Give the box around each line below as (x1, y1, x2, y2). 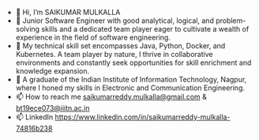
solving (15, 25, 40, 33)
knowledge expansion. (15, 66, 89, 75)
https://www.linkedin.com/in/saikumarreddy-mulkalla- (54, 112, 231, 122)
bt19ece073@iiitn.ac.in (15, 104, 90, 112)
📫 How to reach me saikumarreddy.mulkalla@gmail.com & (15, 92, 208, 101)
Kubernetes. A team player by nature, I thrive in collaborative (15, 50, 213, 59)
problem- (216, 16, 246, 25)
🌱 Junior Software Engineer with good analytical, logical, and (15, 16, 215, 25)
